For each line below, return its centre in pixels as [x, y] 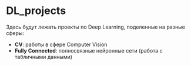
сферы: [15, 33]
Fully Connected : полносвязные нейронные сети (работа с [88, 50]
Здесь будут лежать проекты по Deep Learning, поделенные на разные [95, 27]
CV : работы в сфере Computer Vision [61, 44]
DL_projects [36, 11]
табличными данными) [43, 57]
